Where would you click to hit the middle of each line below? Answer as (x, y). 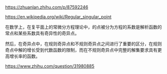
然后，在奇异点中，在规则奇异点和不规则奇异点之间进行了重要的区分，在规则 (83, 44)
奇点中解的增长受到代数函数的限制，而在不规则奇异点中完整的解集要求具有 (81, 50)
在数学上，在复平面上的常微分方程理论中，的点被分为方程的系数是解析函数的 (83, 27)
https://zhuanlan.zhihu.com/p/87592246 (47, 7)
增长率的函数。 (25, 56)
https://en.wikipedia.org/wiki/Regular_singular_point (58, 17)
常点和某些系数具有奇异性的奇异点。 (42, 33)
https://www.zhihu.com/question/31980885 (50, 66)
